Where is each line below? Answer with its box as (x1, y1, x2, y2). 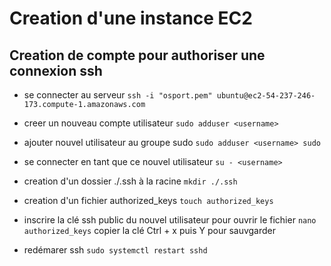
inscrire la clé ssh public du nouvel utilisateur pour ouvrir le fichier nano (23, 214, 317, 226)
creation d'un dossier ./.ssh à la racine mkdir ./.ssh (23, 175, 238, 187)
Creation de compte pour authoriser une (9, 47, 266, 64)
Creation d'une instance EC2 (9, 7, 253, 30)
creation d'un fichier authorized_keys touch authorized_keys (23, 195, 274, 206)
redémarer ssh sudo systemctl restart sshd (23, 244, 208, 256)
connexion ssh (9, 62, 103, 79)
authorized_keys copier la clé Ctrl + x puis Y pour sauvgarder (23, 225, 277, 236)
